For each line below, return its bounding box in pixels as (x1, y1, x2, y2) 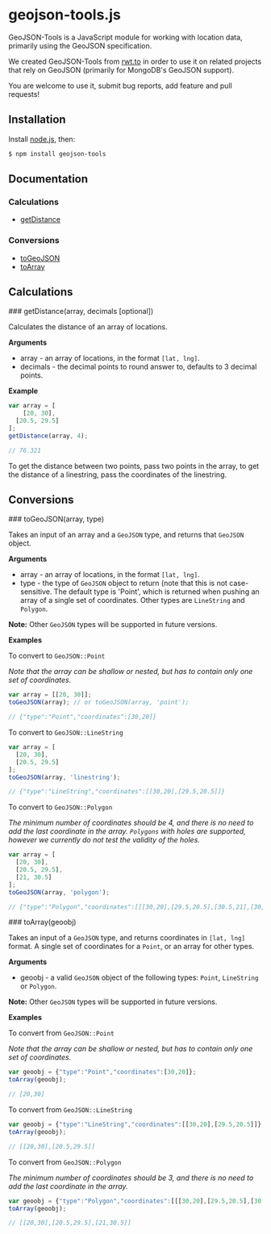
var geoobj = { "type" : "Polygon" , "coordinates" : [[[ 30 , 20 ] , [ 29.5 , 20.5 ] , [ (8, 1197, 255, 1205)
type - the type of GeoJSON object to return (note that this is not (19, 579, 228, 588)
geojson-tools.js (8, 6, 121, 24)
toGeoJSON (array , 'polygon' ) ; (8, 888, 110, 897)
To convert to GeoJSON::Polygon (8, 802, 113, 812)
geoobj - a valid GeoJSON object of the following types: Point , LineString (19, 973, 259, 982)
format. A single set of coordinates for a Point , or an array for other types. (8, 942, 255, 952)
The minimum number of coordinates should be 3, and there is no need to (8, 1173, 254, 1182)
